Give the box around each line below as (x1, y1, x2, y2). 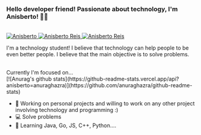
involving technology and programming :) (15, 107, 118, 114)
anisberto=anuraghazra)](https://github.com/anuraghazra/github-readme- (6, 82, 192, 89)
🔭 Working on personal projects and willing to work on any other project (15, 100, 195, 107)
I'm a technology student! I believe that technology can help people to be (6, 44, 189, 51)
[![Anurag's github (6, 75, 52, 83)
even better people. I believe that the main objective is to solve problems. (6, 51, 189, 58)
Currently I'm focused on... (6, 69, 73, 76)
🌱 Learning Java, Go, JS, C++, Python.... (15, 122, 117, 129)
